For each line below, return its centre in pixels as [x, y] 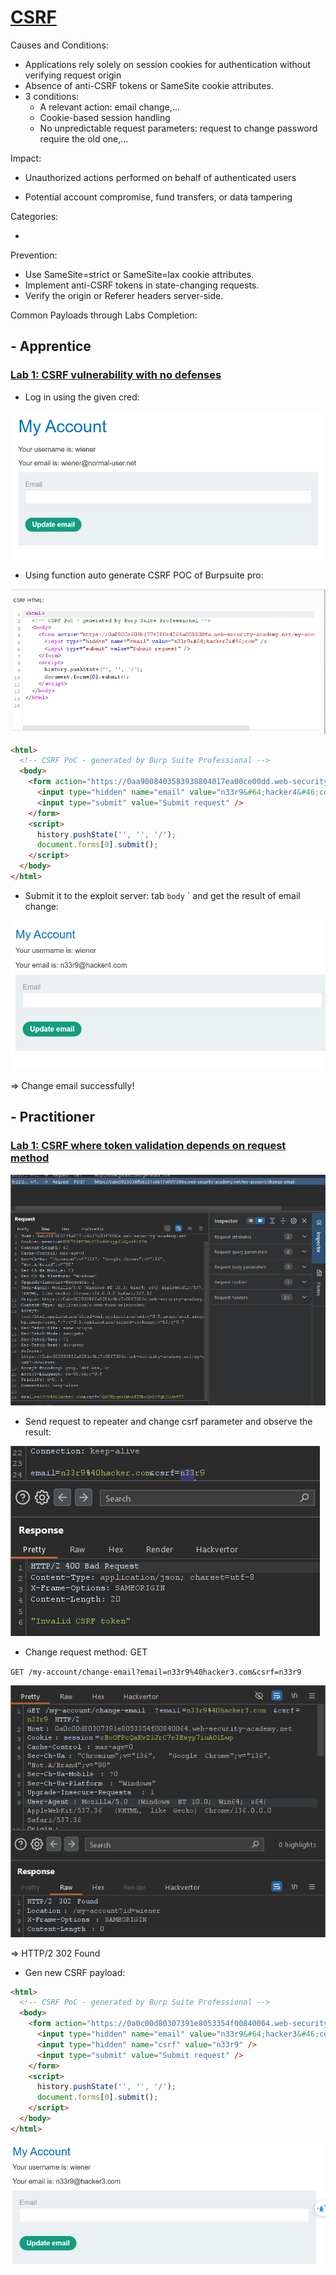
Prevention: [34, 255]
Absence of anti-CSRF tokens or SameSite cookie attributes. [149, 85]
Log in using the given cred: [82, 397]
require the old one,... [84, 138]
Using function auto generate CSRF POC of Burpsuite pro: [144, 575]
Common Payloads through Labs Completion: [104, 315]
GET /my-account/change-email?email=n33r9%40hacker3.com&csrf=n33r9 [156, 1672]
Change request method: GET [86, 1652]
